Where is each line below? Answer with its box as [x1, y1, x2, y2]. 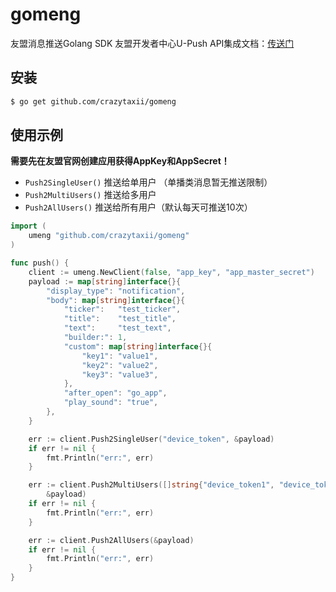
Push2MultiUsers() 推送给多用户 [24, 189, 157, 201]
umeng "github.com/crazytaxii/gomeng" [28, 231, 190, 241]
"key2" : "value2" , [81, 360, 159, 370]
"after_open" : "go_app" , [63, 388, 168, 398]
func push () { [10, 258, 70, 268]
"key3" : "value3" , [81, 369, 159, 380]
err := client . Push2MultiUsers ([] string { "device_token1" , [28, 480, 275, 490]
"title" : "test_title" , [63, 314, 177, 324]
